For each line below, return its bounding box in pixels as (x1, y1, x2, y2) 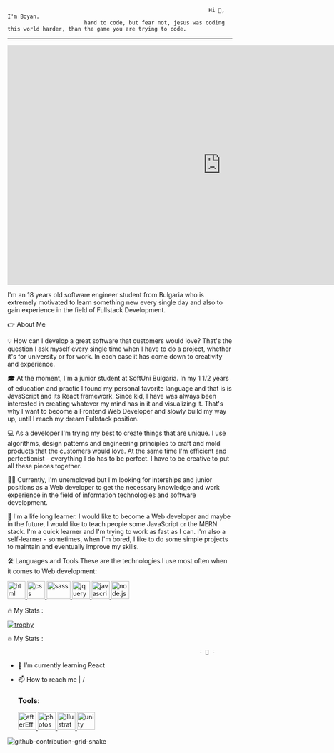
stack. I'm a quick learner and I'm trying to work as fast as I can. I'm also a (7, 528, 226, 536)
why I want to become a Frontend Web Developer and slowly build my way (7, 407, 227, 415)
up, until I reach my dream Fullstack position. (7, 414, 139, 423)
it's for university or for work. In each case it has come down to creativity (7, 352, 223, 360)
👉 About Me (7, 320, 46, 328)
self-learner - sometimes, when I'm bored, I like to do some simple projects (7, 535, 228, 543)
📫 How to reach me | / (17, 675, 85, 684)
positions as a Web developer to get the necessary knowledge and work (7, 483, 220, 491)
